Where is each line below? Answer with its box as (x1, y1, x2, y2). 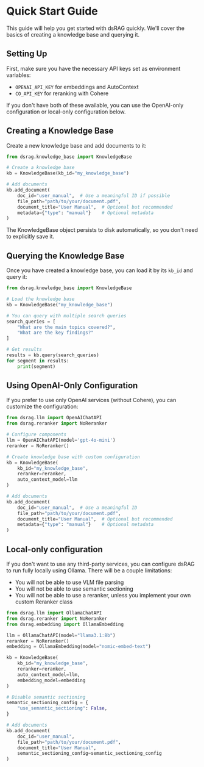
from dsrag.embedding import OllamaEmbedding (6, 621, 124, 627)
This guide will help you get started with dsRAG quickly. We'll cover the (6, 24, 185, 32)
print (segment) (17, 363, 56, 370)
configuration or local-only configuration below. (6, 108, 126, 115)
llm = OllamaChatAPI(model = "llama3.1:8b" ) (6, 632, 116, 638)
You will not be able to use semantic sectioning (15, 585, 134, 592)
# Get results (6, 347, 43, 353)
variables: (6, 71, 31, 79)
